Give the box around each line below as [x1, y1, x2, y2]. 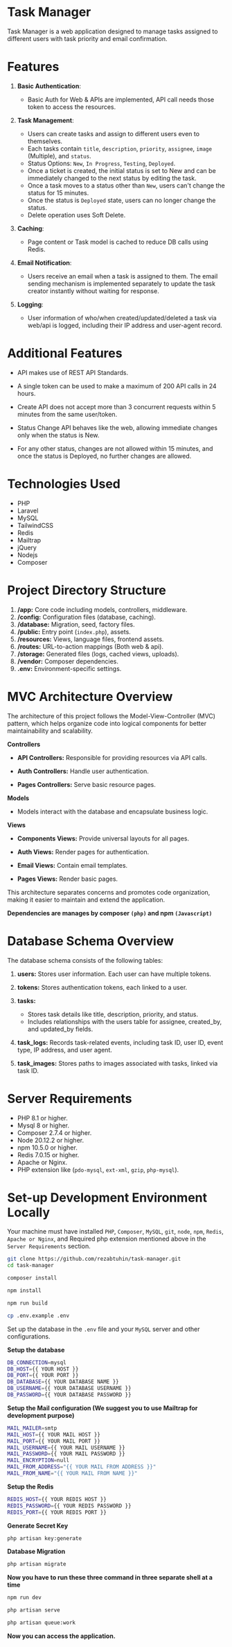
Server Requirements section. [7, 1242, 91, 1250]
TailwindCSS [17, 521, 54, 529]
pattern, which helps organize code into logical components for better [7, 719, 206, 727]
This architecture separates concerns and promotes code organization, [7, 888, 211, 896]
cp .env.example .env [7, 1312, 70, 1319]
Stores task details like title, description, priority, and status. [27, 1010, 199, 1018]
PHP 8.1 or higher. [17, 1114, 68, 1122]
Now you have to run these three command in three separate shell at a [7, 1573, 213, 1582]
